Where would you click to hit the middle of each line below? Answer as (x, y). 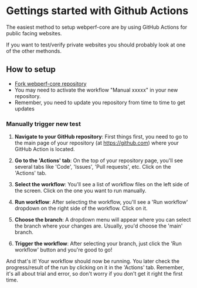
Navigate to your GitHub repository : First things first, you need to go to (101, 137)
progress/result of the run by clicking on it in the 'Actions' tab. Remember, (95, 267)
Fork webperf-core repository (50, 83)
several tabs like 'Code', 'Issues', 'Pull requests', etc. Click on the (93, 167)
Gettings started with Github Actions (97, 11)
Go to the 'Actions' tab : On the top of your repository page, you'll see (99, 160)
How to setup (31, 70)
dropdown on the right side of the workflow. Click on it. (81, 208)
